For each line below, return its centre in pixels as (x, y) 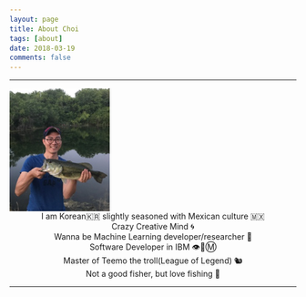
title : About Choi (44, 29)
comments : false (40, 58)
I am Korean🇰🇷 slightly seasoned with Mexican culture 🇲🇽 (153, 216)
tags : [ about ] (36, 38)
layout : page (34, 19)
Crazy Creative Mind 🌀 (153, 226)
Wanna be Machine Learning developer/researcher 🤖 (153, 236)
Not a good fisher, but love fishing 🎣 (153, 273)
